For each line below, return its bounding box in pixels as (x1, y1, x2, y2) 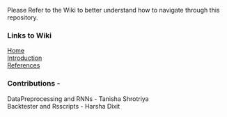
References (7, 61, 40, 70)
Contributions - (7, 79, 61, 88)
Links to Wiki (7, 31, 52, 40)
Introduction (7, 54, 42, 62)
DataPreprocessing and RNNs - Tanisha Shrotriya (7, 94, 149, 103)
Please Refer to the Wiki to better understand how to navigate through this (7, 6, 220, 14)
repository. (7, 13, 38, 22)
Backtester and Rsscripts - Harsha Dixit (7, 102, 120, 110)
